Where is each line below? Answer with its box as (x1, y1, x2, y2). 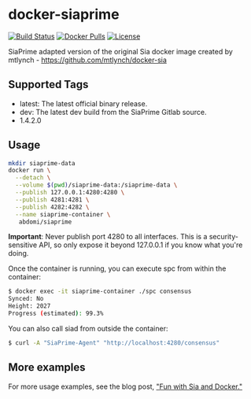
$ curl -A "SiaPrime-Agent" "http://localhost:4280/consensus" (8, 338, 220, 347)
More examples (8, 360, 86, 375)
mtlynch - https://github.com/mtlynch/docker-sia (8, 55, 168, 65)
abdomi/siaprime (18, 218, 72, 226)
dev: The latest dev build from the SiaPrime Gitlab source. (19, 107, 207, 116)
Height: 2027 (8, 302, 51, 310)
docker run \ (8, 167, 51, 175)
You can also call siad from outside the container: (8, 323, 168, 333)
